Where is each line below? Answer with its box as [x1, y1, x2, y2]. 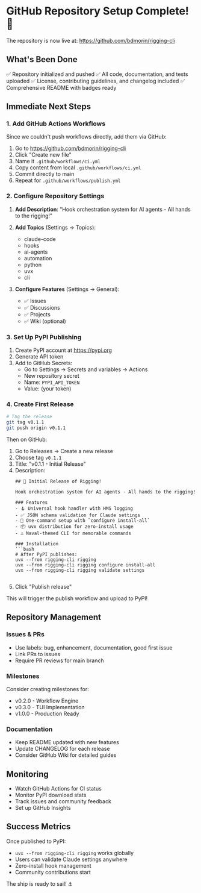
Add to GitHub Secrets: [14, 360, 73, 367]
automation [23, 254, 52, 262]
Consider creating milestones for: [6, 685, 89, 692]
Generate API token [14, 353, 64, 360]
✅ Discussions [23, 304, 60, 311]
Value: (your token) [23, 385, 72, 392]
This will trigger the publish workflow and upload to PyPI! [6, 595, 148, 602]
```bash [14, 546, 34, 552]
